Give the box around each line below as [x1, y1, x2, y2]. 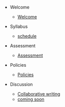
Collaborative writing [17, 91, 60, 97]
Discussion [9, 82, 33, 87]
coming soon [17, 97, 44, 102]
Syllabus [9, 23, 28, 29]
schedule [17, 33, 36, 39]
